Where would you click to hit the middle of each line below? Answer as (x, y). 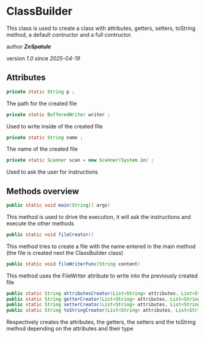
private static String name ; (45, 138)
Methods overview (43, 191)
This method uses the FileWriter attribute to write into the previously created (102, 276)
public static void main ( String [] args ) (59, 205)
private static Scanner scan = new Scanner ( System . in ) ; (80, 160)
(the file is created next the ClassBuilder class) (65, 252)
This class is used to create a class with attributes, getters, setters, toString (101, 28)
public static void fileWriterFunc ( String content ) (73, 264)
